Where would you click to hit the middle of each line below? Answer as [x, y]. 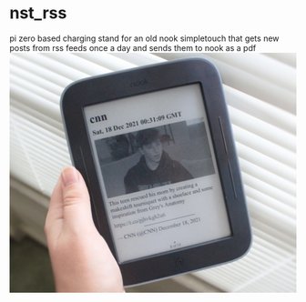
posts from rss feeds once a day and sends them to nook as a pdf [133, 47]
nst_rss [38, 13]
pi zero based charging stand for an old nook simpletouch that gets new [144, 38]
